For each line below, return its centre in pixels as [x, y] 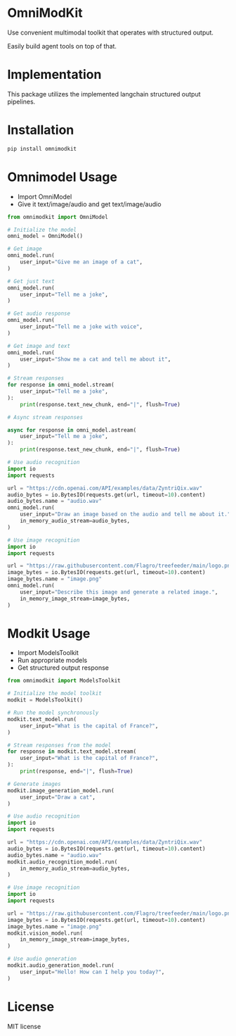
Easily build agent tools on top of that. [62, 46]
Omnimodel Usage [63, 177]
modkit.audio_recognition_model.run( [63, 862]
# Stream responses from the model [59, 745]
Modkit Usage [49, 634]
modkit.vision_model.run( [45, 933]
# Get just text [31, 281]
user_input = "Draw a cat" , [58, 797]
